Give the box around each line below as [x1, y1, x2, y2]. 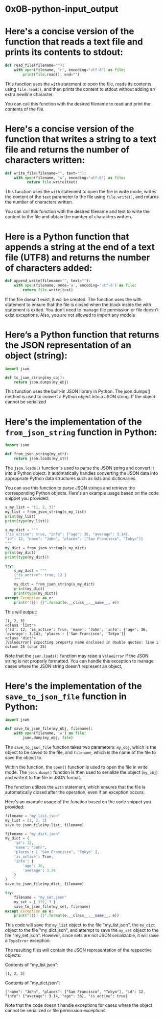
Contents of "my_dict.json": [5, 980, 60, 986]
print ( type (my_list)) [5, 518, 49, 523]
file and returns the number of [5, 144, 130, 155]
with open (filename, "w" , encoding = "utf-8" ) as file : [14, 175, 126, 180]
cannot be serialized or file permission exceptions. [5, 1008, 107, 1014]
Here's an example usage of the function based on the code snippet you [5, 798, 151, 805]
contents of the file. [5, 106, 45, 112]
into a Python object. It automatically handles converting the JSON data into [5, 470, 158, 476]
